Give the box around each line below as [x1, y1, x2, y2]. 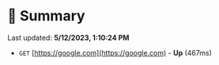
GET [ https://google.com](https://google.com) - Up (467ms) [18, 48, 213, 57]
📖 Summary [7, 7, 85, 25]
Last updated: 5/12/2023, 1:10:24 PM [7, 33, 130, 42]
